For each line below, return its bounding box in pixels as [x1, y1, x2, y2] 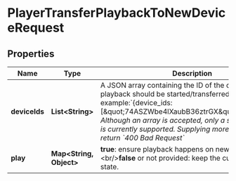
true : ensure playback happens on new [100, 145, 230, 154]
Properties [7, 48, 55, 60]
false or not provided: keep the [118, 153, 221, 163]
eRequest [7, 20, 65, 36]
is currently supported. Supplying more [100, 124, 230, 134]
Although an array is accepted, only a [100, 116, 225, 125]
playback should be [100, 89, 165, 99]
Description [171, 69, 213, 78]
